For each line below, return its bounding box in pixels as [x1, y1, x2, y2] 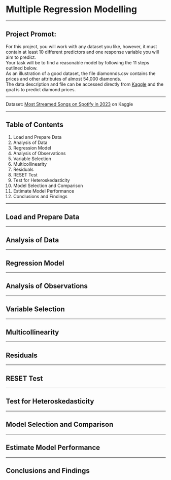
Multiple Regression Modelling [6, 4, 138, 15]
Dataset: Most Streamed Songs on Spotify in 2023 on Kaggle [6, 101, 133, 107]
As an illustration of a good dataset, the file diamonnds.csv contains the [6, 70, 156, 77]
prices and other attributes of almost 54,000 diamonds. [6, 76, 121, 82]
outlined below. [6, 65, 38, 71]
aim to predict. [6, 54, 36, 60]
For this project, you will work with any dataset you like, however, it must [6, 43, 157, 49]
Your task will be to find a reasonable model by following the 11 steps [6, 59, 149, 65]
